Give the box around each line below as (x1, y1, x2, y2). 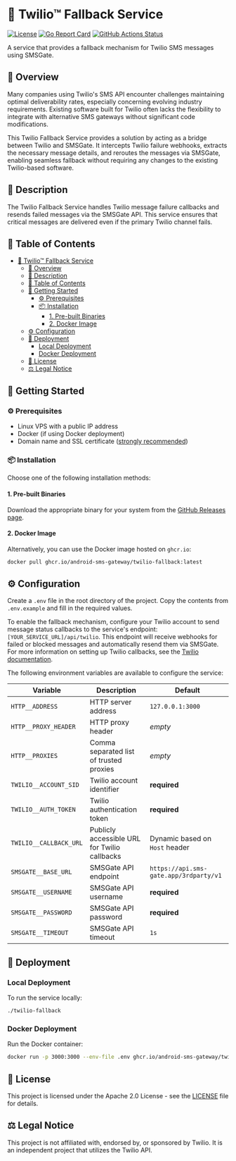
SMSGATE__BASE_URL (11, 868, 72, 876)
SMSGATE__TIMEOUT (11, 929, 69, 937)
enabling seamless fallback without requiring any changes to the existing (7, 156, 218, 164)
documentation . (7, 655, 53, 664)
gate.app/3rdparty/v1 (150, 871, 223, 880)
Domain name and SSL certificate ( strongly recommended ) (17, 437, 188, 446)
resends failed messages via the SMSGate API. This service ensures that (7, 210, 218, 218)
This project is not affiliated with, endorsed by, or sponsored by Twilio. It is (7, 1138, 223, 1147)
